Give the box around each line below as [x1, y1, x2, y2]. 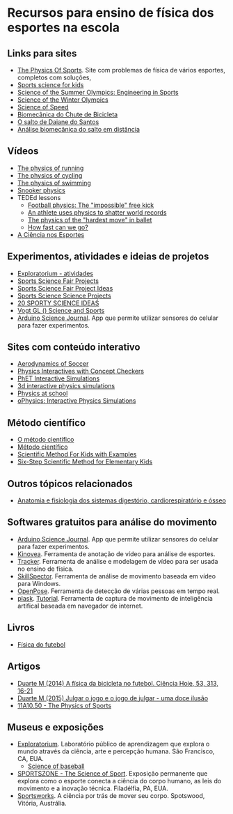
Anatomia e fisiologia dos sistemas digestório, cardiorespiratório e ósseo [17, 496, 226, 505]
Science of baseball [27, 762, 85, 771]
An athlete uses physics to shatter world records [27, 208, 167, 217]
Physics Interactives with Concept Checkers [17, 367, 145, 376]
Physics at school [17, 389, 68, 398]
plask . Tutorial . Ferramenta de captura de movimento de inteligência [17, 594, 214, 602]
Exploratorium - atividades [17, 269, 94, 277]
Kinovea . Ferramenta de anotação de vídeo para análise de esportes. [17, 549, 216, 558]
